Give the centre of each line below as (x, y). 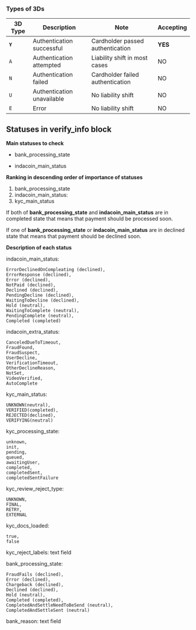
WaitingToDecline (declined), (43, 300)
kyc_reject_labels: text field (39, 553)
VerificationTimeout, (32, 363)
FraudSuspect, (23, 353)
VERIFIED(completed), (32, 410)
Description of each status (39, 248)
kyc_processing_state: (33, 432)
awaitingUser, (23, 463)
